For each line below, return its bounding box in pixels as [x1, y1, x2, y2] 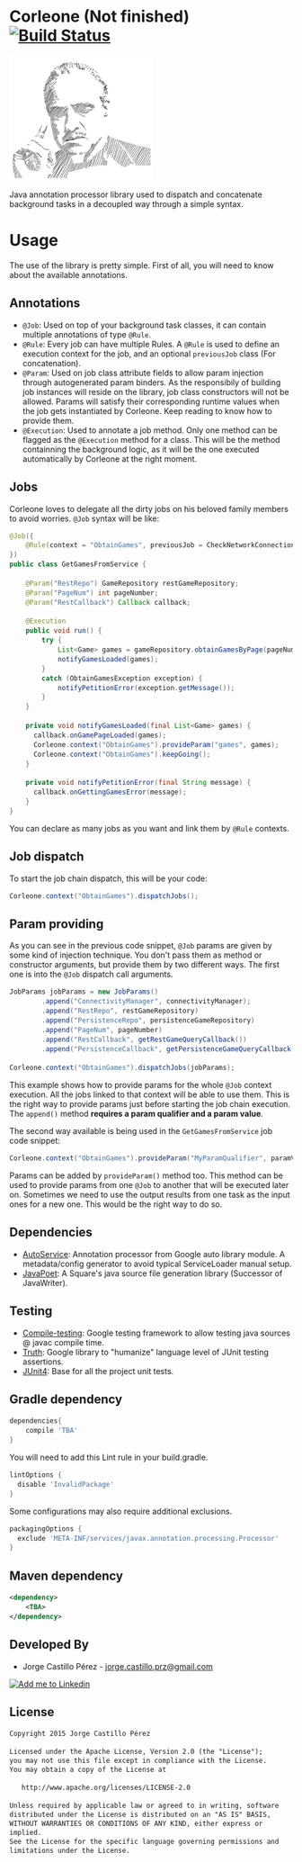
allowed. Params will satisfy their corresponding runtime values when [22, 396, 280, 407]
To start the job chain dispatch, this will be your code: [9, 873, 209, 884]
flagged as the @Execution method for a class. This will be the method [22, 434, 280, 445]
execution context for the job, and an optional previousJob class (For [22, 348, 276, 359]
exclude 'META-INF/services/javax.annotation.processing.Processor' [17, 1534, 280, 1543]
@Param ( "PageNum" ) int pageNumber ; [25, 588, 159, 598]
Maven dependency [9, 1568, 124, 1583]
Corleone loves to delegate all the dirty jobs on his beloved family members [9, 503, 289, 514]
